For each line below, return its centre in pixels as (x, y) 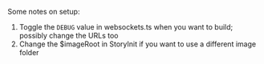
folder (29, 52)
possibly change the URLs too (69, 36)
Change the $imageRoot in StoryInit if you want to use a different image (138, 44)
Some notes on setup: (44, 12)
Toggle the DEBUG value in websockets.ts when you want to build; (126, 27)
